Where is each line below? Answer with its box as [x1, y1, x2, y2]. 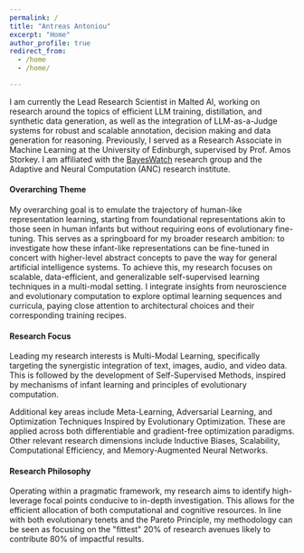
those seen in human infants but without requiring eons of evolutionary [9, 223, 274, 235]
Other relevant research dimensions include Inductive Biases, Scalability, [9, 436, 280, 446]
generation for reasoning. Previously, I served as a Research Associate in [9, 135, 282, 145]
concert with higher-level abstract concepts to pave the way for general [9, 252, 278, 263]
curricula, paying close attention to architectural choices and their [9, 300, 255, 312]
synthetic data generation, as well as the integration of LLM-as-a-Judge [9, 115, 278, 127]
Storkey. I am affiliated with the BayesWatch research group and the [9, 154, 262, 164]
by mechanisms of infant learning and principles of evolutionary [9, 380, 247, 390]
